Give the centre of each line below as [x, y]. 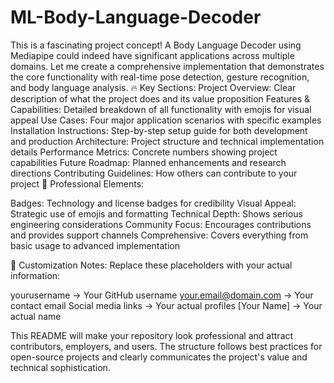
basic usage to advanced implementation [95, 245]
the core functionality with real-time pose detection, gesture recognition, [160, 77]
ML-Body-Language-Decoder [136, 17]
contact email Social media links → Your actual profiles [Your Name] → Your [166, 305]
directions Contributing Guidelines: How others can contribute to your [154, 173]
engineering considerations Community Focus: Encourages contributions [161, 224]
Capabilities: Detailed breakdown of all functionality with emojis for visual [161, 109]
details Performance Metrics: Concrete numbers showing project [144, 152]
